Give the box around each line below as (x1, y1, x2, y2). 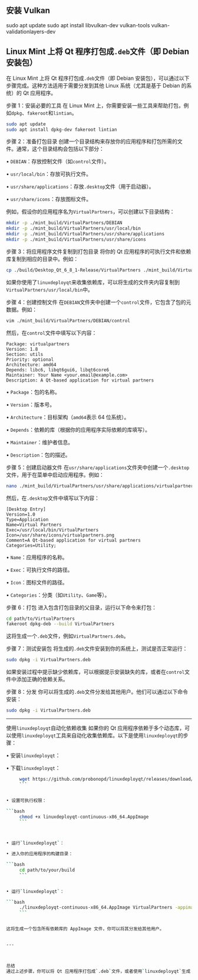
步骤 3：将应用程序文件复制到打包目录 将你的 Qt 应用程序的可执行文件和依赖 (6, 248, 192, 255)
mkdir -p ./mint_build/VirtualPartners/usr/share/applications (6, 231, 165, 237)
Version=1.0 (6, 511, 35, 518)
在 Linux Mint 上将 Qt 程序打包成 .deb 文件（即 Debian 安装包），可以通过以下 (6, 75, 190, 82)
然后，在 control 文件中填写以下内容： (6, 329, 97, 336)
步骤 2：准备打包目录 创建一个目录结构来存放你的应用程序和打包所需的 (6, 138, 178, 145)
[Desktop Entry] (6, 506, 46, 512)
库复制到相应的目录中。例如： (6, 255, 78, 262)
